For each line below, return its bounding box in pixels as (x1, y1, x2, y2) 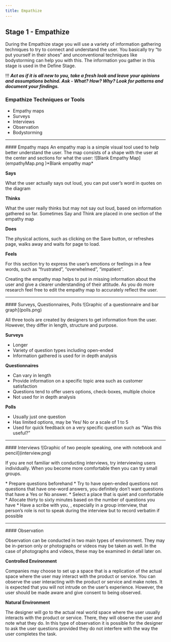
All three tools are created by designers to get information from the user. (5, 316, 157, 323)
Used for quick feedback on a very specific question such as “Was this (12, 424, 161, 430)
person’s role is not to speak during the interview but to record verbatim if (5, 507, 160, 513)
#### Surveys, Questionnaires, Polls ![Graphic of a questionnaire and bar (5, 301, 159, 307)
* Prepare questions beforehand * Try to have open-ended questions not (5, 480, 158, 486)
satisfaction (12, 383, 37, 389)
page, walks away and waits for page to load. (5, 241, 100, 247)
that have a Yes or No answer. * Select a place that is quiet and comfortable (5, 491, 164, 497)
